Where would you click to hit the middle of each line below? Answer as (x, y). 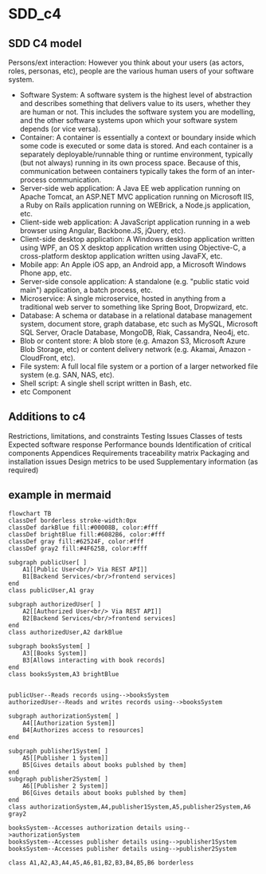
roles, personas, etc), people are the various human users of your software (131, 71)
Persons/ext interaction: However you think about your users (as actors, (126, 62)
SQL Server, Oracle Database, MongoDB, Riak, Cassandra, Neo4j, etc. (135, 332)
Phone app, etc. (46, 273)
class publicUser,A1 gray (51, 590)
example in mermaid (60, 495)
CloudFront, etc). (47, 358)
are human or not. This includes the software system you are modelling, (137, 112)
